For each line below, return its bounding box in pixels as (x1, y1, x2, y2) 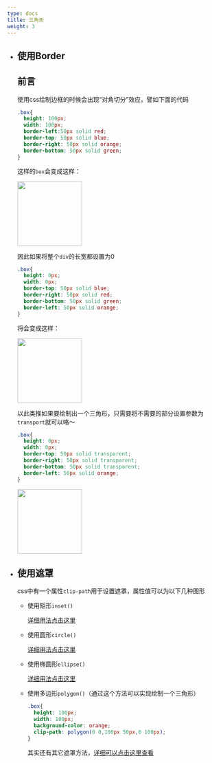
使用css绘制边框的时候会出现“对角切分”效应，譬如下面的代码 (16, 95, 189, 103)
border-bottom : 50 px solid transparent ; (23, 463, 141, 470)
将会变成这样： (16, 324, 60, 332)
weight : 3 (7, 23, 36, 30)
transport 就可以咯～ (16, 418, 75, 426)
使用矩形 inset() (27, 601, 73, 610)
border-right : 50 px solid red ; (23, 292, 113, 299)
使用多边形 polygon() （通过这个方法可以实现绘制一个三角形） (27, 689, 200, 698)
